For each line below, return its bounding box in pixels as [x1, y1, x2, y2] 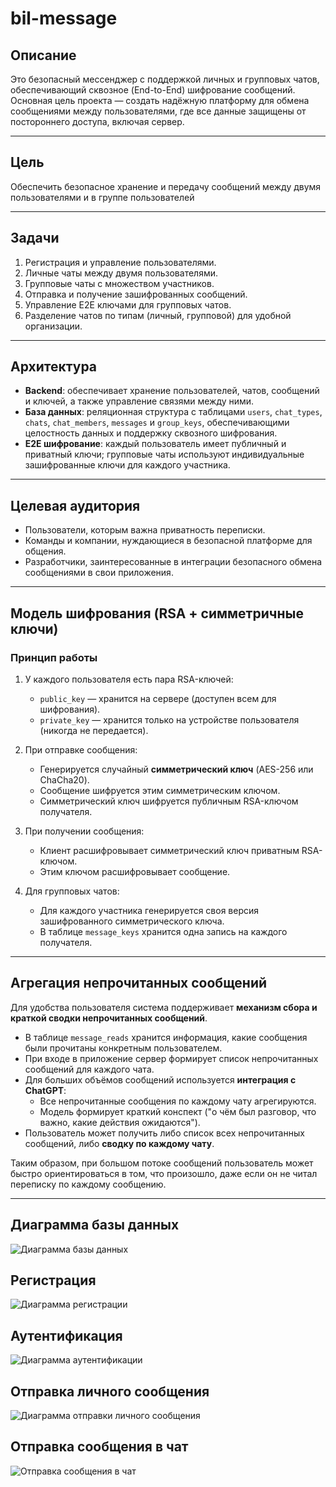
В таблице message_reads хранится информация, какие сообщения [24, 1031, 308, 1043]
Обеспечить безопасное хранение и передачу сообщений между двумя [10, 180, 322, 192]
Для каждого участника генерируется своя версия [39, 904, 260, 916]
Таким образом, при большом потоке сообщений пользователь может [10, 1157, 314, 1169]
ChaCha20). [39, 773, 90, 786]
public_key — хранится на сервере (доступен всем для [39, 692, 277, 704]
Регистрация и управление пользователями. [24, 256, 217, 268]
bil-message [10, 7, 118, 30]
